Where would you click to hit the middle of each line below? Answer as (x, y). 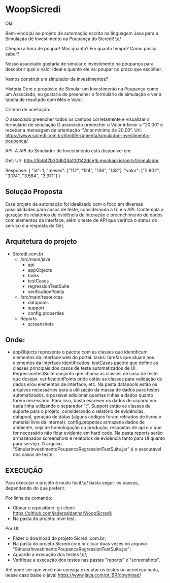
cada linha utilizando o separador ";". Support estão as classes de (81, 406)
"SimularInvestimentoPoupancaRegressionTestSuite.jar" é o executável (87, 449)
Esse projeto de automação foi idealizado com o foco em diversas (74, 204)
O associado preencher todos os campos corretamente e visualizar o (77, 119)
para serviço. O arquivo (37, 444)
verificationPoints (46, 291)
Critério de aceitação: (28, 109)
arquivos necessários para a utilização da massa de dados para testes (86, 390)
